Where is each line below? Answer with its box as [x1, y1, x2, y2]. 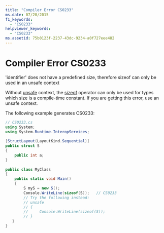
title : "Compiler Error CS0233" [5, 7, 74, 13]
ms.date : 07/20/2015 [5, 12, 49, 17]
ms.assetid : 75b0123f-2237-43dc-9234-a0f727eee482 [5, 36, 115, 41]
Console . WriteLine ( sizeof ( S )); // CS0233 [23, 190, 117, 196]
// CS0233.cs [5, 120, 33, 125]
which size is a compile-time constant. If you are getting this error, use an [5, 95, 159, 101]
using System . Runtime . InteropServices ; [5, 129, 90, 134]
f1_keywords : [5, 17, 33, 22]
